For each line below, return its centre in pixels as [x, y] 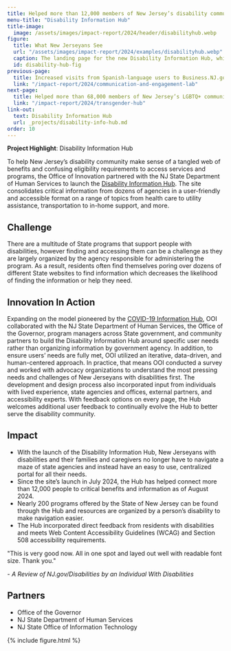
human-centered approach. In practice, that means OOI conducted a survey [114, 363]
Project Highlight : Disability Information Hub [70, 148]
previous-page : [29, 71]
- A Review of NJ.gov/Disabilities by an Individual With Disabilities [100, 574]
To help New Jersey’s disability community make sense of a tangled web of [114, 162]
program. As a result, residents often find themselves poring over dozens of [114, 266]
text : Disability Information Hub [63, 116]
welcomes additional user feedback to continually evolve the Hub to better [112, 406]
